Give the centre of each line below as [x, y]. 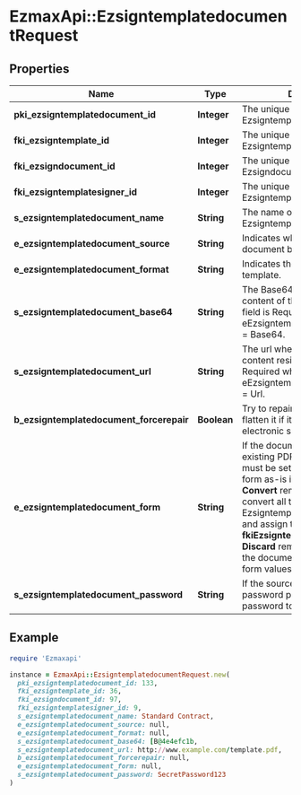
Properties [39, 69]
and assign [265, 524]
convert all [264, 502]
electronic [263, 431]
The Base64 [267, 289]
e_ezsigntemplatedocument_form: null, [90, 766]
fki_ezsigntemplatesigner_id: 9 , [80, 708]
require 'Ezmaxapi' [46, 658]
